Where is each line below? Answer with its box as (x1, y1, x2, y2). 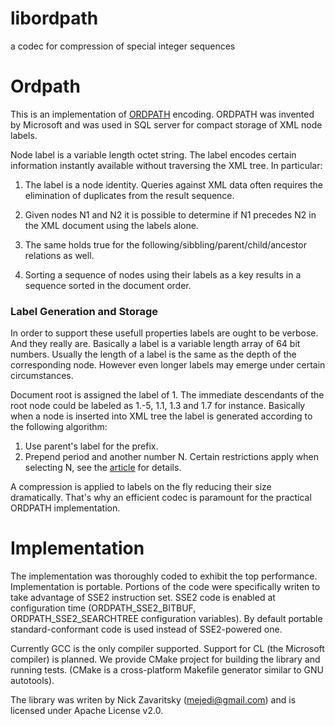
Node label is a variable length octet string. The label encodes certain (10, 148, 297, 161)
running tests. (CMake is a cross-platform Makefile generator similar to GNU (10, 664, 325, 676)
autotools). (10, 675, 55, 687)
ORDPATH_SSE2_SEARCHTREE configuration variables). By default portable (10, 613, 323, 625)
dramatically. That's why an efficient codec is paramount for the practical (10, 492, 312, 504)
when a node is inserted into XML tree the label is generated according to (10, 410, 313, 422)
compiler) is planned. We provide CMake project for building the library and (10, 653, 321, 666)
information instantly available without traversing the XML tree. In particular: (10, 159, 323, 171)
